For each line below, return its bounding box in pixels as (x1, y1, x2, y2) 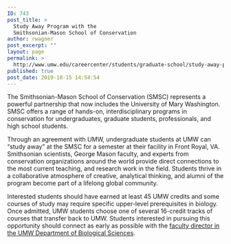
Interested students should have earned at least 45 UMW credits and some (7, 192, 220, 201)
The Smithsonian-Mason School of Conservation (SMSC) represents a (7, 93, 206, 101)
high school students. (7, 122, 69, 131)
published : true (7, 67, 54, 74)
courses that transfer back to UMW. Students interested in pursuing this (7, 214, 210, 223)
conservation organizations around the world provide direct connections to (7, 157, 219, 166)
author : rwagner (7, 36, 54, 43)
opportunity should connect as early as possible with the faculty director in (7, 221, 220, 230)
